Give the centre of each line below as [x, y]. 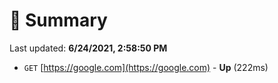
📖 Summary [58, 20]
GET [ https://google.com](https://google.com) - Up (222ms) [146, 67]
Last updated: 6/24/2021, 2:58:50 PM [88, 48]
